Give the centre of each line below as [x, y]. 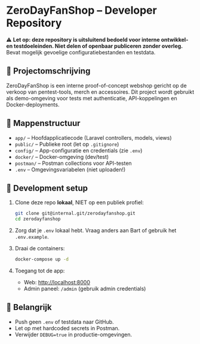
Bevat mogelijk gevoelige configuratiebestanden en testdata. [81, 52]
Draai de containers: [40, 248]
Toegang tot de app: [40, 271]
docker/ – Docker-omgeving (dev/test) [62, 156]
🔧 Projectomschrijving [48, 71]
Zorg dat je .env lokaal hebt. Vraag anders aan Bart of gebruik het [96, 231]
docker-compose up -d [41, 259]
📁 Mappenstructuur [43, 123]
